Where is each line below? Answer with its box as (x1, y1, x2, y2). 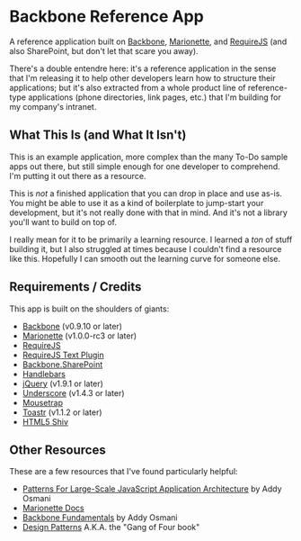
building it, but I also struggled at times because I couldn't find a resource (9, 243, 282, 254)
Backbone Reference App (9, 6, 204, 27)
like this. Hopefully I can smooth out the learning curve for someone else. (9, 253, 281, 264)
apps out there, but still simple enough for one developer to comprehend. (9, 160, 280, 172)
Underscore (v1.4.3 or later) (22, 387, 125, 398)
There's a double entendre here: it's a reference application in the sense (9, 63, 277, 74)
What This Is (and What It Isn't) (9, 128, 187, 143)
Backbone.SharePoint (22, 358, 103, 370)
